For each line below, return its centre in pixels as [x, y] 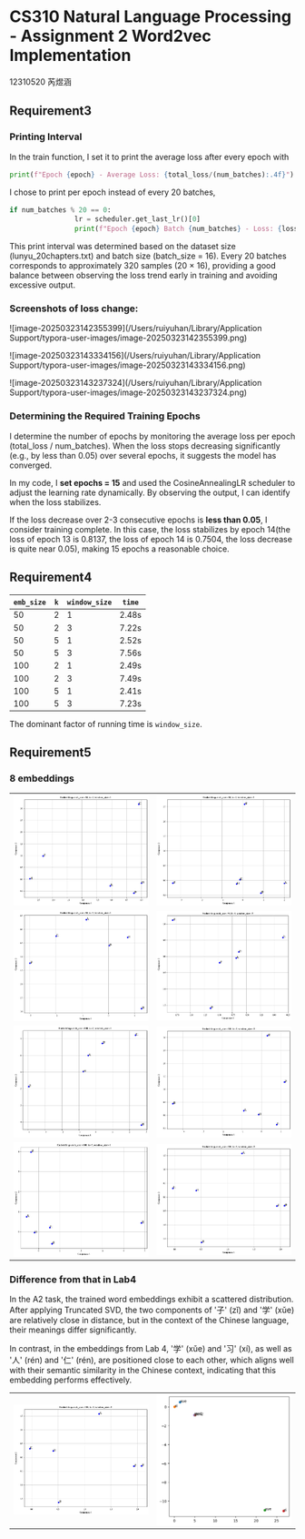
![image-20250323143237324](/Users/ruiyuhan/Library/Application [136, 383]
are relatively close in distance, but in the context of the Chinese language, [149, 1321]
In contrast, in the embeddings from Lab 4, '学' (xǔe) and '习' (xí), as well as [151, 1349]
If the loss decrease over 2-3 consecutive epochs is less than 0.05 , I [138, 520]
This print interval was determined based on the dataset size [123, 247]
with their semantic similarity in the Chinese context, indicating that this [143, 1371]
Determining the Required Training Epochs [105, 416]
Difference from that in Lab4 [73, 1280]
